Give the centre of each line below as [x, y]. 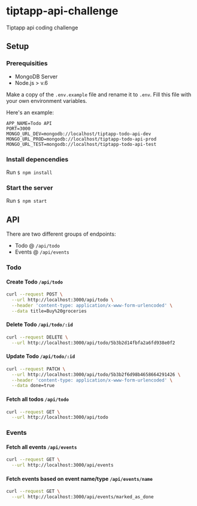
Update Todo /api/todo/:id [41, 356]
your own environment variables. [47, 100]
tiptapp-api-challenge [62, 11]
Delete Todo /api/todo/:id [40, 325]
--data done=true [33, 386]
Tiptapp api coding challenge [42, 28]
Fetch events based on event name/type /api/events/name [79, 478]
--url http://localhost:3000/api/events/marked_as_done [83, 497]
